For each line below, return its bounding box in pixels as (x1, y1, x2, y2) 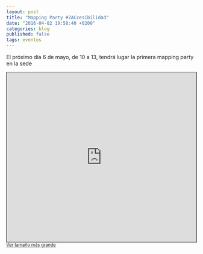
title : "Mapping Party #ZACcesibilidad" (6, 14, 110, 21)
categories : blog (6, 25, 50, 32)
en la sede (6, 60, 32, 67)
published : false (6, 31, 50, 37)
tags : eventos (6, 37, 42, 43)
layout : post (6, 8, 39, 15)
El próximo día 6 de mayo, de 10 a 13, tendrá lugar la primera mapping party (6, 54, 194, 60)
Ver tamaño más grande (6, 242, 56, 248)
